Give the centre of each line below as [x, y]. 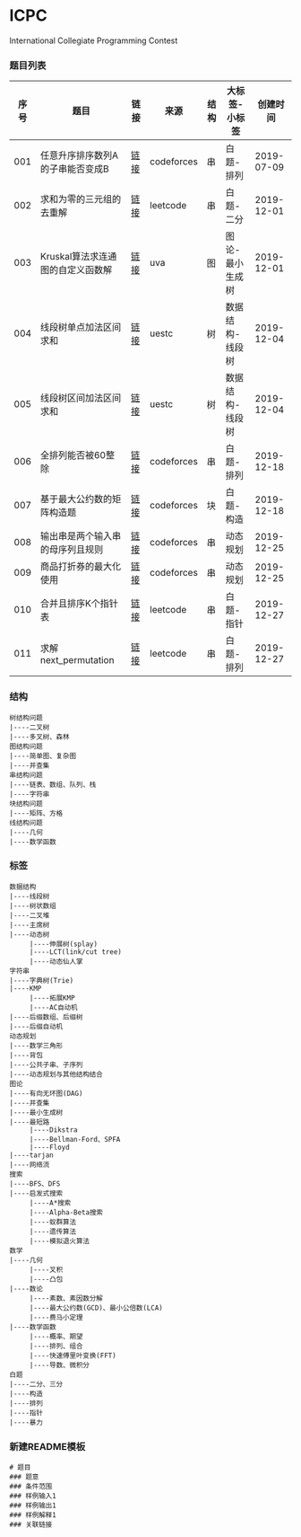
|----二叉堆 [30, 915]
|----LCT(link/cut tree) [76, 952]
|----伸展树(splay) [64, 944]
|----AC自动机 [53, 1007]
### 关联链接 [31, 1525]
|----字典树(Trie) [42, 980]
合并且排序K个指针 [79, 604]
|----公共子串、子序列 [46, 1064]
